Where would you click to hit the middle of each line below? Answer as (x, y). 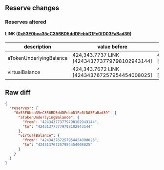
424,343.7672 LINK (96, 69)
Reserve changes (32, 8)
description (37, 47)
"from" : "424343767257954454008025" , (61, 140)
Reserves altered (26, 22)
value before (113, 47)
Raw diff (18, 92)
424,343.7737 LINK (96, 55)
